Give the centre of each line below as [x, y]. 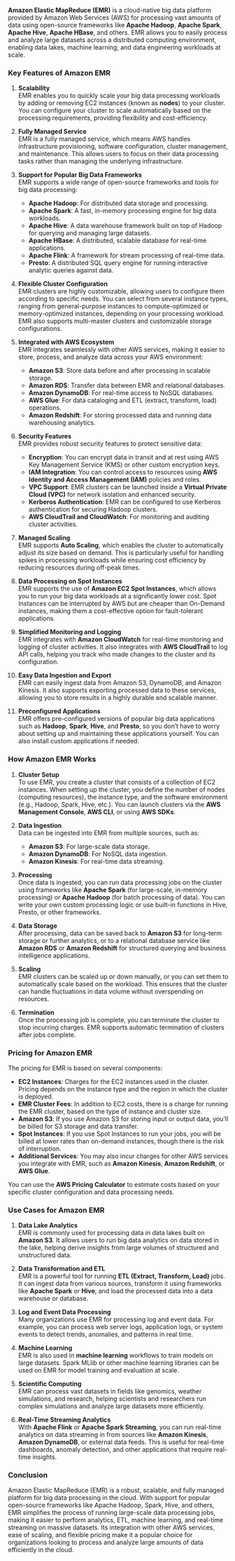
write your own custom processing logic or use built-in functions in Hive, [123, 905]
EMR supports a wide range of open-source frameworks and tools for [118, 182]
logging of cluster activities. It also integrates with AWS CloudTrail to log [123, 647]
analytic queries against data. [71, 270]
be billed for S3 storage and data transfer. [78, 1126]
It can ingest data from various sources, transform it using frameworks [120, 1284]
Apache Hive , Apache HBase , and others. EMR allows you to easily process [118, 32]
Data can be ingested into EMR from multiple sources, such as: [109, 832]
